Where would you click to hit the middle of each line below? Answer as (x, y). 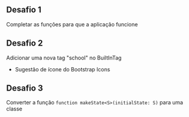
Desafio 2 (25, 43)
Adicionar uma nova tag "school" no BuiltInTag (64, 58)
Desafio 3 (25, 88)
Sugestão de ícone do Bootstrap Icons (62, 69)
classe (14, 109)
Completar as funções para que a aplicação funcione (72, 24)
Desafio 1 (24, 10)
